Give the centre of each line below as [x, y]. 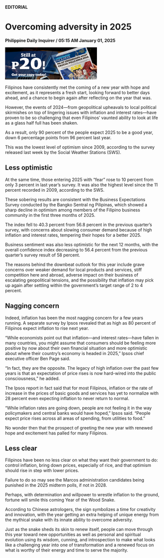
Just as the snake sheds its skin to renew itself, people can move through [79, 530]
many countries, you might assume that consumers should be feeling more [81, 343]
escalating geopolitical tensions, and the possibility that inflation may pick [79, 280]
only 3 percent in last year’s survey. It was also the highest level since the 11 [82, 185]
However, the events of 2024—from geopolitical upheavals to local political [81, 107]
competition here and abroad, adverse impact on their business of [72, 275]
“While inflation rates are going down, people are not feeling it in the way [78, 408]
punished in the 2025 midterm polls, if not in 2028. [56, 485]
